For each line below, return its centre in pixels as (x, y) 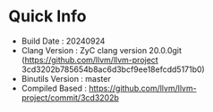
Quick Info (47, 16)
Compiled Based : (54, 88)
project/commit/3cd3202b (70, 97)
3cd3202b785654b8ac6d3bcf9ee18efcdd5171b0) (113, 69)
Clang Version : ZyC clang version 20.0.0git (102, 50)
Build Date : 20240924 (63, 41)
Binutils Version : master (66, 78)
